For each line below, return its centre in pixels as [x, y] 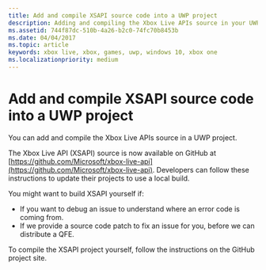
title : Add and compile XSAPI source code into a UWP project [113, 15]
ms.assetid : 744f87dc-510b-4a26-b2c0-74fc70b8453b [93, 30]
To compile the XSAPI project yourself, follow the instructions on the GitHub [131, 249]
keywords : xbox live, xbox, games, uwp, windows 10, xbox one [113, 52]
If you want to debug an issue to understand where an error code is [129, 209]
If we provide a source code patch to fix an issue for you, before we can [137, 226]
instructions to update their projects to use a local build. [99, 178]
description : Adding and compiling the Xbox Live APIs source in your [127, 23]
